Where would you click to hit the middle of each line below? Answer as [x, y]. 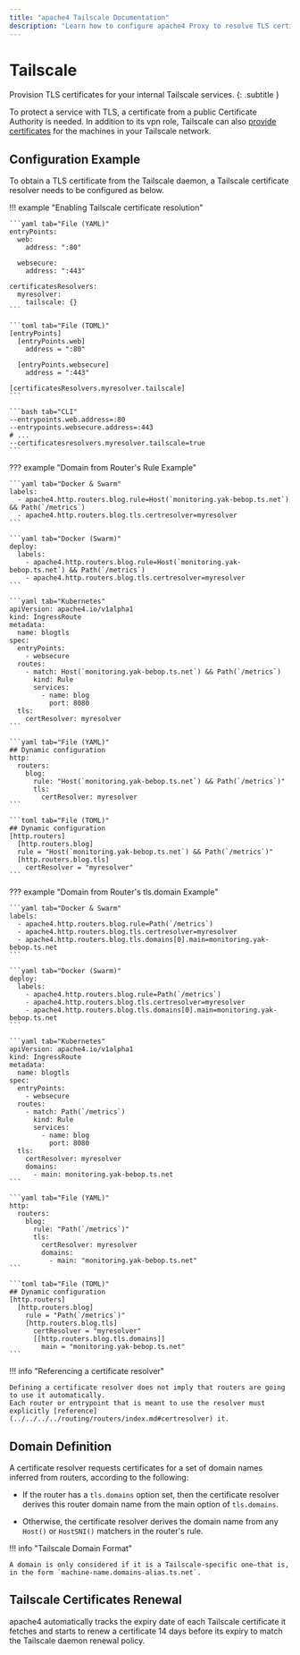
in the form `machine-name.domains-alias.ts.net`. [105, 1573]
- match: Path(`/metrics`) [75, 1112]
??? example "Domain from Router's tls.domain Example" [114, 892]
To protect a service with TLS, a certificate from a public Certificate [133, 112]
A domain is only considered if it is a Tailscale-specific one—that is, [150, 1565]
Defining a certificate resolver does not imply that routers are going [147, 1388]
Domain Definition [61, 1446]
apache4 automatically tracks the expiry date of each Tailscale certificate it [148, 1621]
